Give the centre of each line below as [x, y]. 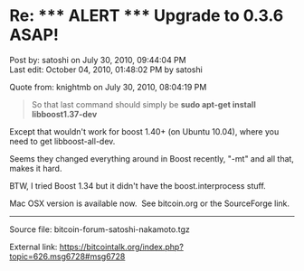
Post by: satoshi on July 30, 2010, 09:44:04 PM [98, 60]
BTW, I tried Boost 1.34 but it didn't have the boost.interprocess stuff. [138, 185]
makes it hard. [36, 168]
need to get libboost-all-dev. [62, 141]
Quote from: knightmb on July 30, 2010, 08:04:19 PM [108, 87]
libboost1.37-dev [64, 114]
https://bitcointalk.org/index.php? [121, 247]
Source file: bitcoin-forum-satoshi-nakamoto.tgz [100, 229]
